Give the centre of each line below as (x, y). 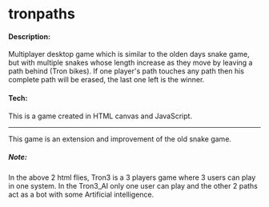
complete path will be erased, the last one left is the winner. (106, 80)
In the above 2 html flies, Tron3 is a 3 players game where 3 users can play (132, 177)
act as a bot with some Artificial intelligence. (81, 194)
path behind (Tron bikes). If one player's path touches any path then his (126, 71)
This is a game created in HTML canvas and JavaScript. (100, 116)
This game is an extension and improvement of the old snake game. (120, 139)
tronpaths (42, 14)
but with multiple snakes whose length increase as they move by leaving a (130, 63)
